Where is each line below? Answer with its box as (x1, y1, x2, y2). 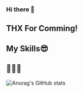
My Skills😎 (6, 44, 49, 54)
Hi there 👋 (6, 5, 35, 14)
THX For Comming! (6, 24, 78, 34)
